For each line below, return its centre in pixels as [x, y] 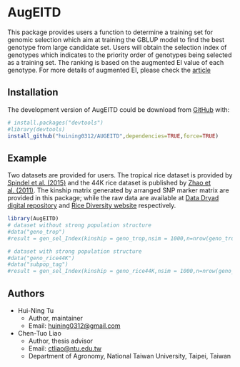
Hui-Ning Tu [36, 310]
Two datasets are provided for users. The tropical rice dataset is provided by [120, 175]
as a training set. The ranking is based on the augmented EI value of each [116, 62]
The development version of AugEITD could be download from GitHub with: [119, 109]
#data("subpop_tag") [38, 264]
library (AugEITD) [33, 219]
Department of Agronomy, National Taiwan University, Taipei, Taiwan [130, 356]
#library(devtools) [36, 129]
